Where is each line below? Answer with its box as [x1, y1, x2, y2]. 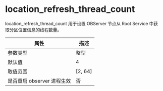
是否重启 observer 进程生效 [7, 77, 71, 84]
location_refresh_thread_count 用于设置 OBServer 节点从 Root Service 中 [5, 20, 154, 26]
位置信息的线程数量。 [18, 26, 62, 33]
